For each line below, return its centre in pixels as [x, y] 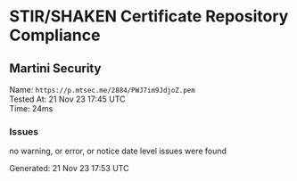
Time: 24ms [31, 108]
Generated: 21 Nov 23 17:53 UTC [69, 169]
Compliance [55, 35]
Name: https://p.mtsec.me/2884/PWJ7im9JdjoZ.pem [103, 90]
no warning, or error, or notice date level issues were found [118, 151]
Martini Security [55, 68]
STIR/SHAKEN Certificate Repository [149, 16]
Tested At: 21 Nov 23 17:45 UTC [68, 99]
